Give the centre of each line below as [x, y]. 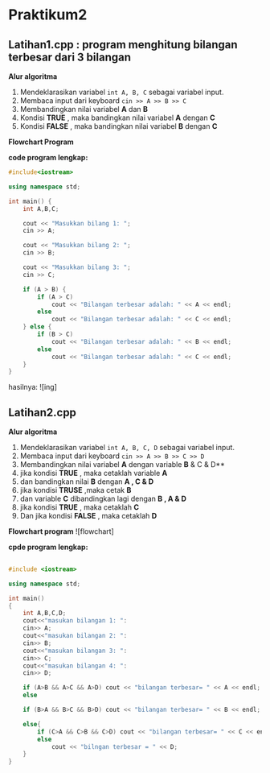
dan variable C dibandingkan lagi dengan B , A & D [103, 499]
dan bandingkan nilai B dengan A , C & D [87, 482]
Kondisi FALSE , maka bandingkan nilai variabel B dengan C [119, 126]
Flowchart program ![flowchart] [61, 531]
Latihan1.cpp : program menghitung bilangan [123, 45]
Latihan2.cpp [42, 412]
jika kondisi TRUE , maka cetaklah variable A [94, 473]
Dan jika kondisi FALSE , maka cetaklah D [88, 516]
